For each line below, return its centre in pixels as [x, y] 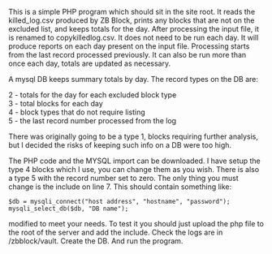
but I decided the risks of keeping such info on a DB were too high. [120, 145]
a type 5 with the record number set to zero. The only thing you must [123, 178]
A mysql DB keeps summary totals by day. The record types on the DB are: [133, 79]
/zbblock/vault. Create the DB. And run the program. [96, 241]
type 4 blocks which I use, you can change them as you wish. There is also [134, 169]
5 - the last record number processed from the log [93, 121]
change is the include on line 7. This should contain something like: [120, 187]
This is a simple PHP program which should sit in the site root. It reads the [132, 12]
